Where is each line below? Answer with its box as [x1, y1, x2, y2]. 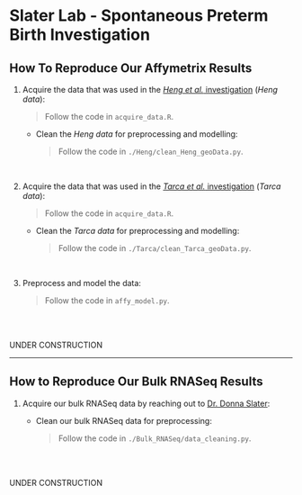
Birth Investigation [9, 24, 151, 45]
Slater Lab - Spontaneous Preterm [9, 5, 269, 26]
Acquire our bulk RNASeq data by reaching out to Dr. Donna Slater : [22, 398, 271, 409]
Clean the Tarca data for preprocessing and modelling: [35, 226, 240, 236]
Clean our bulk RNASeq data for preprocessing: [35, 415, 213, 426]
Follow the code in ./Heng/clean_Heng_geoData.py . [58, 146, 244, 157]
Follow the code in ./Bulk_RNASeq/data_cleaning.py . [58, 433, 252, 444]
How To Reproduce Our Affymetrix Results [9, 60, 253, 76]
